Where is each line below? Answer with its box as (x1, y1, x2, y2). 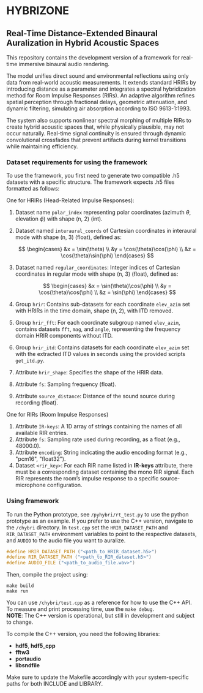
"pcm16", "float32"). (15, 455, 66, 463)
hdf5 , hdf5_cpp (15, 642, 56, 649)
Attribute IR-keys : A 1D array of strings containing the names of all (15, 423, 182, 430)
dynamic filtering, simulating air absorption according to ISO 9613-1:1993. (6, 105, 191, 112)
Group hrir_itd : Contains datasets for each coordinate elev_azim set (15, 344, 190, 351)
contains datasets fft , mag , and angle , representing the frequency (15, 325, 181, 333)
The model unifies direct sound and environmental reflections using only (6, 72, 189, 80)
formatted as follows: (6, 185, 60, 192)
